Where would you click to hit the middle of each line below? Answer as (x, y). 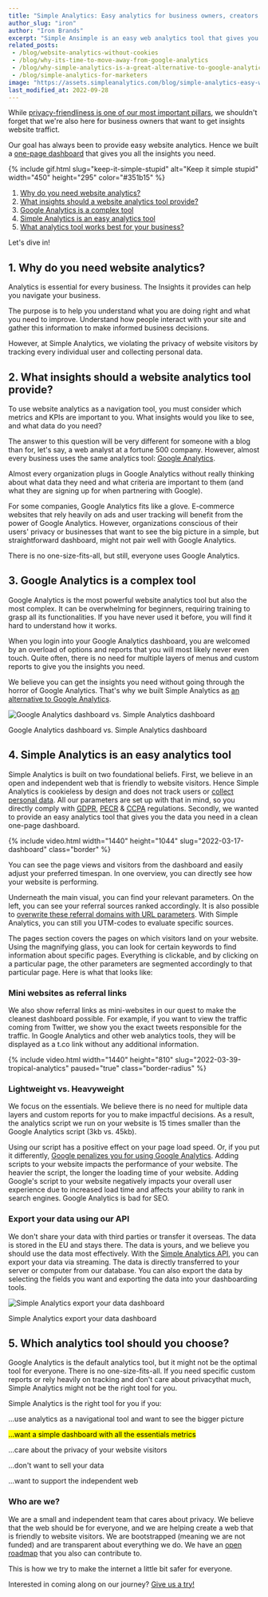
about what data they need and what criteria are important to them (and (126, 482)
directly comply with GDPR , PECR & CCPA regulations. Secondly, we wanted (134, 808)
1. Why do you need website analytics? (107, 267)
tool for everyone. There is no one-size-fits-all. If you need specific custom (132, 1371)
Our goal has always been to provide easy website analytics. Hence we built (134, 145)
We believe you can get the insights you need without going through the (126, 682)
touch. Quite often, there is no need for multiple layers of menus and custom (134, 658)
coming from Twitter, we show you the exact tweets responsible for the (125, 1027)
